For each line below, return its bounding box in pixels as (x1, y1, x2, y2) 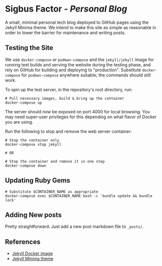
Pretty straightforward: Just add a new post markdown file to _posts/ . (5, 224, 144, 230)
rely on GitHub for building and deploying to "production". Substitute (5, 67, 141, 73)
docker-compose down (5, 163, 47, 168)
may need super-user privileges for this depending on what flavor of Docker (5, 114, 157, 120)
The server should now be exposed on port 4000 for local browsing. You (5, 109, 150, 114)
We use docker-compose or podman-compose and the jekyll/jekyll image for (5, 57, 154, 63)
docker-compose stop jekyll (5, 142, 62, 147)
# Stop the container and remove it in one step (5, 159, 105, 164)
